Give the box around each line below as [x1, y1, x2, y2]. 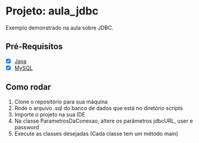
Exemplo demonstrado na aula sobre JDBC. [5, 24, 114, 31]
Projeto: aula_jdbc [5, 4, 99, 18]
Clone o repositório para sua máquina [14, 98, 108, 105]
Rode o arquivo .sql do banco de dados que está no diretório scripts [14, 104, 183, 112]
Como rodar [5, 82, 52, 93]
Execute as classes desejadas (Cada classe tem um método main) [14, 130, 179, 137]
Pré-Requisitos [5, 41, 63, 52]
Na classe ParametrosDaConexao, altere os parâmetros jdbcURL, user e [14, 117, 194, 124]
